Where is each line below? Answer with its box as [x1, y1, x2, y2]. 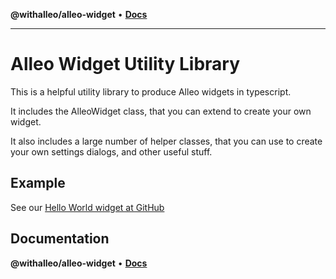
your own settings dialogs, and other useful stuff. [10, 145, 213, 158]
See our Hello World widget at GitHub [10, 201, 165, 213]
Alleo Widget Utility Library [10, 53, 241, 76]
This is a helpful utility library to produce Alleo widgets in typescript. [10, 85, 292, 98]
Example [10, 175, 66, 192]
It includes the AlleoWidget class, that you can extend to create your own [10, 105, 312, 117]
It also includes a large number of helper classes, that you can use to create [10, 135, 323, 147]
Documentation [10, 230, 110, 248]
